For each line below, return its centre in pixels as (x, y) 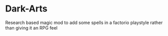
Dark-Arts (26, 9)
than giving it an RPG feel (31, 27)
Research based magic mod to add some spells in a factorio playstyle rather (84, 22)
